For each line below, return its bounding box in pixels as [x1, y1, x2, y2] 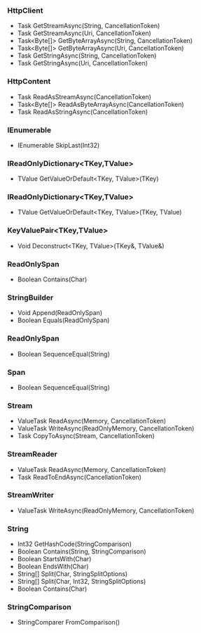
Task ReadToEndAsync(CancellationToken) [17, 473, 142, 481]
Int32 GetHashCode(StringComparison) [17, 540, 132, 549]
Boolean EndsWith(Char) [17, 562, 89, 571]
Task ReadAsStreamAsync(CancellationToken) [17, 92, 152, 101]
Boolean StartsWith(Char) [17, 555, 92, 563]
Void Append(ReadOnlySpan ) [17, 309, 103, 317]
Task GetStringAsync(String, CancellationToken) [17, 51, 157, 60]
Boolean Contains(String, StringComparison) [17, 547, 146, 556]
